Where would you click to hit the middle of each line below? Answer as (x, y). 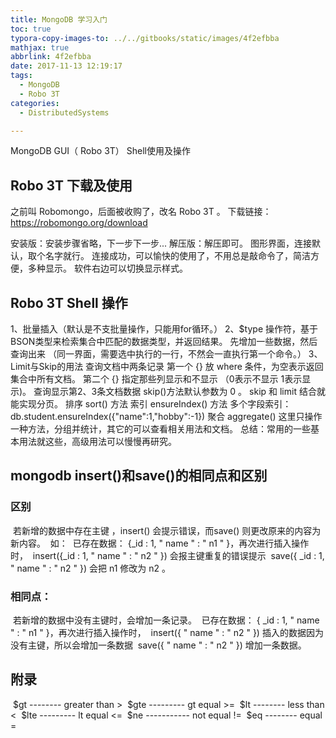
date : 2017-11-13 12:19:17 (66, 66)
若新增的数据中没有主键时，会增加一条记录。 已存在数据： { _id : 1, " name (166, 620)
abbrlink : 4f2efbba (51, 57)
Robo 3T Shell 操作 (69, 302)
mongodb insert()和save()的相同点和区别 (139, 476)
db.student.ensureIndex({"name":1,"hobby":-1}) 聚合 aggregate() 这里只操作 (166, 416)
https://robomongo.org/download (79, 223)
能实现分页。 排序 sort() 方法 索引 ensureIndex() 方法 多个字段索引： (151, 404)
